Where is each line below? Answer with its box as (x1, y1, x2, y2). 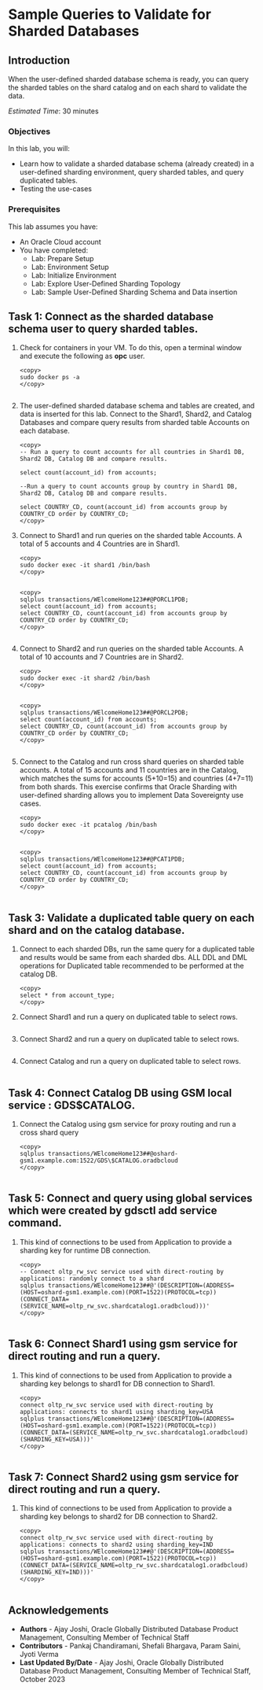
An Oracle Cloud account (19, 237, 102, 246)
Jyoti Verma (19, 1650, 59, 1659)
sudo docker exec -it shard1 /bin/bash (19, 561, 151, 570)
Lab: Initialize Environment (31, 270, 117, 280)
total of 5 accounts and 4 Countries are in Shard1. (19, 539, 181, 548)
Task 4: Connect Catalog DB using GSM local (8, 1086, 232, 1099)
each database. (19, 426, 71, 436)
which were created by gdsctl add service (8, 1204, 217, 1217)
